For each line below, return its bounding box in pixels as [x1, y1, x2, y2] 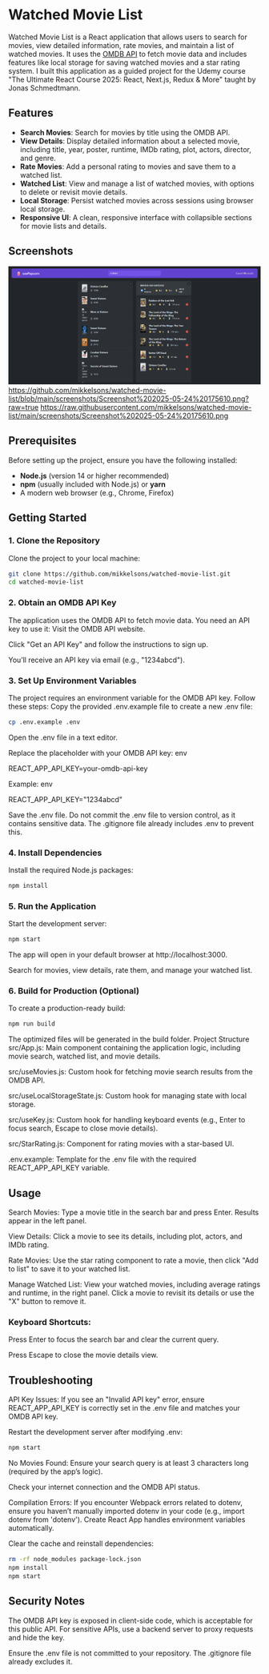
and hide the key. [8, 1632, 66, 1642]
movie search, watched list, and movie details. [8, 1051, 161, 1062]
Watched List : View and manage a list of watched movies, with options [19, 179, 255, 188]
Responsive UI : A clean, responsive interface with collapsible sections [19, 212, 252, 222]
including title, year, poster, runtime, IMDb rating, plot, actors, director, [19, 144, 252, 154]
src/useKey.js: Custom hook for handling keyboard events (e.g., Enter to [8, 1115, 246, 1125]
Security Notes [8, 1595, 86, 1608]
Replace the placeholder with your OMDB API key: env [8, 748, 187, 757]
